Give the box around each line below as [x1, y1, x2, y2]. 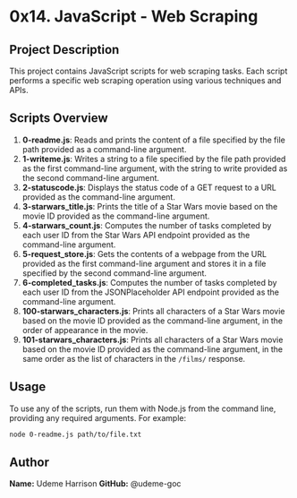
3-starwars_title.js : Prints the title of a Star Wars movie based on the [21, 201, 278, 211]
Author [9, 454, 49, 469]
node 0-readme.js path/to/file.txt [9, 430, 142, 439]
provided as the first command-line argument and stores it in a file [21, 258, 267, 269]
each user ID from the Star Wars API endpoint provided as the [21, 229, 250, 240]
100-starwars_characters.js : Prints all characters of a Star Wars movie [21, 305, 285, 316]
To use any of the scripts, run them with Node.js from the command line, [9, 403, 276, 414]
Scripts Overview [9, 110, 109, 126]
